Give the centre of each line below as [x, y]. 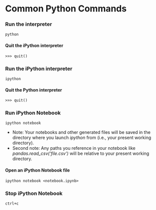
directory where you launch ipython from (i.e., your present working [82, 138]
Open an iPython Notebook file [38, 170]
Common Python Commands [66, 9]
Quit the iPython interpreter [34, 46]
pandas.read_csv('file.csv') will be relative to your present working [81, 154]
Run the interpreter [29, 24]
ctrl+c [12, 204]
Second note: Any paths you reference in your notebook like [74, 148]
